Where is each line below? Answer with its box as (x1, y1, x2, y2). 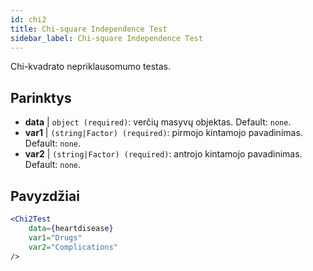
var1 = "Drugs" (28, 232, 83, 243)
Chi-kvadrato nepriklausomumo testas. (10, 61, 172, 73)
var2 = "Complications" (28, 242, 118, 252)
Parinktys (10, 89, 72, 106)
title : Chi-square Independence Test (10, 24, 168, 34)
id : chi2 (10, 14, 47, 25)
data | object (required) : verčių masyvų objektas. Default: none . (24, 116, 292, 128)
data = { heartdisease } (28, 223, 114, 233)
